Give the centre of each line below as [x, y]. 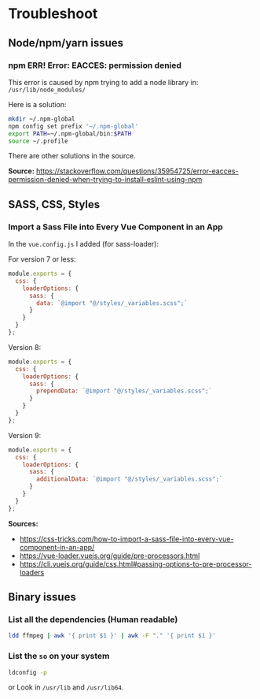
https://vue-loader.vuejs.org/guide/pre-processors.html [110, 556]
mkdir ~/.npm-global [42, 119]
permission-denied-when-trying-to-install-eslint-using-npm [105, 180]
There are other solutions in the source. [72, 156]
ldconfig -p [27, 672]
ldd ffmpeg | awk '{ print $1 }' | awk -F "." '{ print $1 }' [112, 636]
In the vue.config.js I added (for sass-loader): [84, 244]
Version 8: [25, 347]
